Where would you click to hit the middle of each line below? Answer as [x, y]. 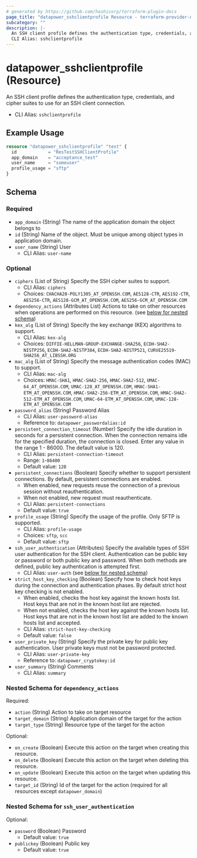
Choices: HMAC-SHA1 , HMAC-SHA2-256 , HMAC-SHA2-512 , [84, 380]
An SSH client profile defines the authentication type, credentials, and [90, 97]
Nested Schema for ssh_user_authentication [70, 807]
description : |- [26, 28]
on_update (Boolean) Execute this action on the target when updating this [102, 773]
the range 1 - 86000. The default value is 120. [69, 447]
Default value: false [47, 635]
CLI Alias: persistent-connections [64, 504]
